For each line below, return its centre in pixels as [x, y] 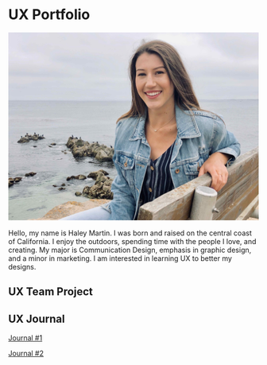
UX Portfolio [49, 15]
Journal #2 [26, 353]
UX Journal [37, 318]
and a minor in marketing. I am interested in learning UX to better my [120, 258]
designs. [22, 266]
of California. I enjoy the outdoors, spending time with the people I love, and [132, 241]
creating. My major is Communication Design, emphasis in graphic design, [130, 250]
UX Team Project [51, 292]
